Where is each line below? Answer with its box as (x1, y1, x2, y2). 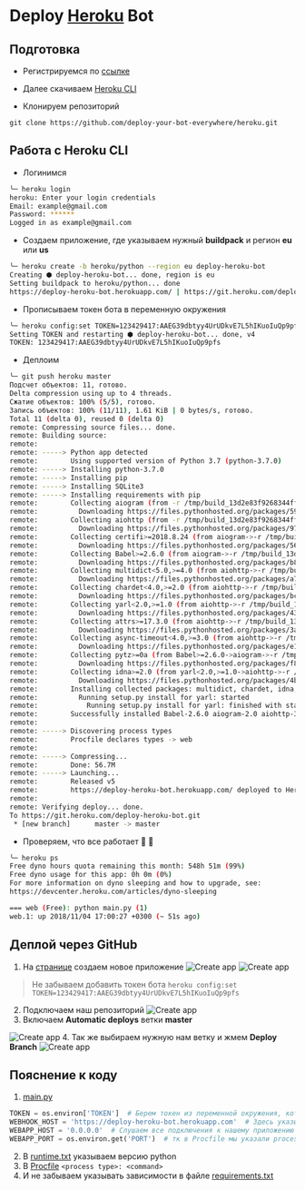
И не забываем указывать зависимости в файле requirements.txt (22, 1170, 274, 1181)
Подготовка (9, 42, 80, 57)
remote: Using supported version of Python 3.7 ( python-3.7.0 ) (9, 457, 282, 466)
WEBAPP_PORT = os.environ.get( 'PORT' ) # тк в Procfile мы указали (9, 1134, 271, 1144)
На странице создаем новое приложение (22, 961, 184, 972)
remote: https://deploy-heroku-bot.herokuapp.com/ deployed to (9, 786, 282, 795)
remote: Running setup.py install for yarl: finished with (9, 701, 282, 711)
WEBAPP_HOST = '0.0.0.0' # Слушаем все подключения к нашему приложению (9, 1126, 295, 1136)
